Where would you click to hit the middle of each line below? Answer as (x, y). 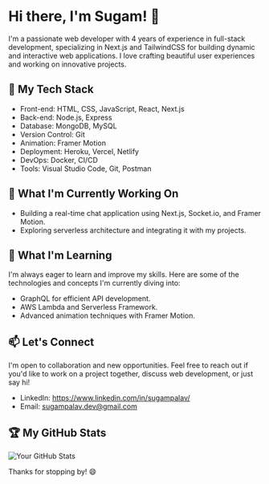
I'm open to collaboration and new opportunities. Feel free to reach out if (128, 365)
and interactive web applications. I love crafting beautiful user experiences (132, 55)
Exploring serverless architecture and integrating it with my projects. (133, 230)
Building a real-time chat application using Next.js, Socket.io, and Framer (141, 213)
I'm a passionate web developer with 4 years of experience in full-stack (127, 39)
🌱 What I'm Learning (60, 255)
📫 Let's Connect (51, 342)
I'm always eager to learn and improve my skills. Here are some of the (124, 275)
